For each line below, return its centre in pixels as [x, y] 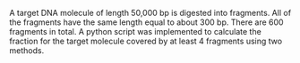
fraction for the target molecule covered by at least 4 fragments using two [146, 41]
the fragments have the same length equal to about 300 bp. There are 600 [146, 22]
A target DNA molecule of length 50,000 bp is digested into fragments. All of [150, 13]
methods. [27, 51]
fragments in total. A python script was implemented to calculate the [135, 31]
